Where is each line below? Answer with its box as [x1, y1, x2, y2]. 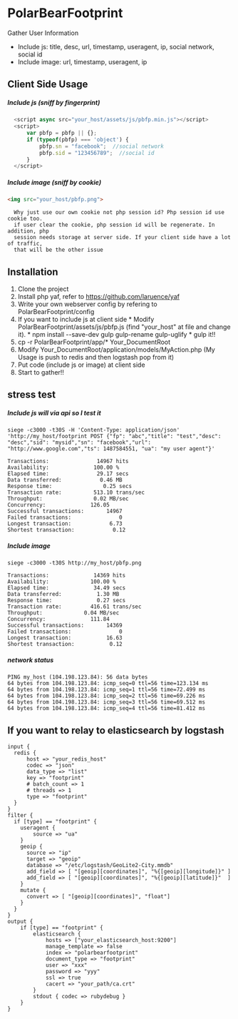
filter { [7, 812, 33, 819]
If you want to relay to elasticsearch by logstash [7, 724, 224, 736]
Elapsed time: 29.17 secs [7, 470, 130, 477]
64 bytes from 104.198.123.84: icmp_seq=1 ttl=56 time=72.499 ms [7, 686, 205, 694]
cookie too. [7, 216, 43, 223]
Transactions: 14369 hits [7, 572, 126, 579]
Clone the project [17, 284, 69, 293]
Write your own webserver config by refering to [17, 300, 158, 308]
